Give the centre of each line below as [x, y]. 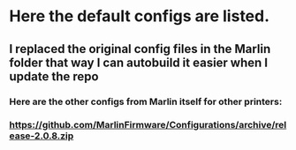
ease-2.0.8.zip [42, 136]
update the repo [54, 76]
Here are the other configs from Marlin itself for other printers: [146, 101]
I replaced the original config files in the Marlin [140, 49]
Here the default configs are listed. [140, 16]
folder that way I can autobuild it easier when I [138, 62]
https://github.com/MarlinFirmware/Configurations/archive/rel [148, 125]
